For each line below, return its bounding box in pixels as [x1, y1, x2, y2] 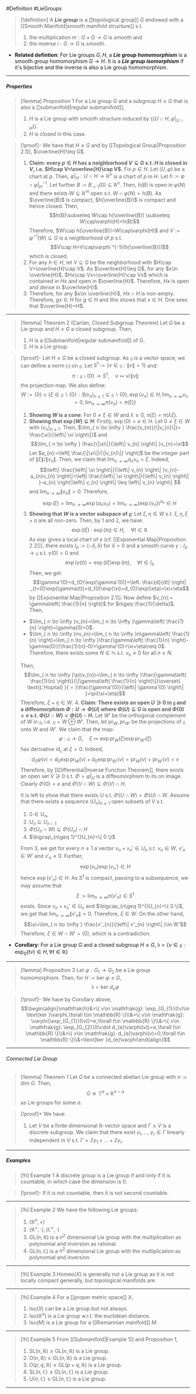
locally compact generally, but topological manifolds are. [20, 1277, 156, 1284]
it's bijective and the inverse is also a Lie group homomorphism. [14, 64, 168, 71]
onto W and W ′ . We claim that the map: [20, 725, 114, 732]
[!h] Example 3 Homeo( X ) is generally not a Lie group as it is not [20, 1270, 174, 1278]
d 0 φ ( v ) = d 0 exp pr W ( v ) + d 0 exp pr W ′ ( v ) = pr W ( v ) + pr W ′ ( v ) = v [31, 756, 179, 765]
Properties [6, 83, 33, 90]
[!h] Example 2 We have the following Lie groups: [20, 1206, 139, 1213]
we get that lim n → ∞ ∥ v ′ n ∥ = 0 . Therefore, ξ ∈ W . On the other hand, [20, 910, 185, 919]
